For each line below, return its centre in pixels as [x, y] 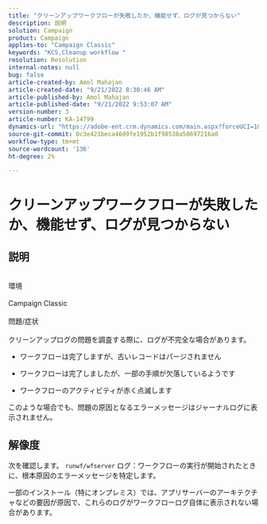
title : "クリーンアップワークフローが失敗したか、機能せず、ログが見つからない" [124, 16]
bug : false [26, 75]
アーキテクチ [237, 493]
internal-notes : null [44, 68]
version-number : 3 [39, 112]
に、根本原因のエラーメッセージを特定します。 [84, 475]
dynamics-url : [32, 127]
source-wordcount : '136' [49, 149]
